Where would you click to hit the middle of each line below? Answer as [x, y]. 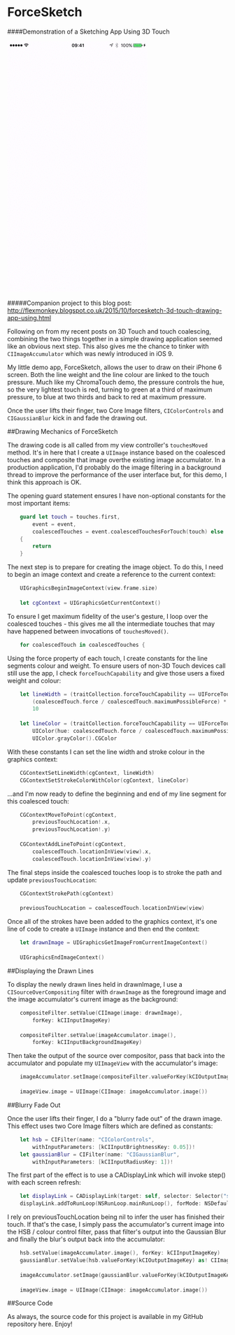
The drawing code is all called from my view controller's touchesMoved [108, 445]
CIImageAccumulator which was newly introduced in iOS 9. [90, 353]
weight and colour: [34, 680]
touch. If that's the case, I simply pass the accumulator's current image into [116, 1225]
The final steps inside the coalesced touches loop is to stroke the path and [115, 872]
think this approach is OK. [44, 482]
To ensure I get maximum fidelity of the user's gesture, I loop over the [108, 616]
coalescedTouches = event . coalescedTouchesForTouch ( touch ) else [128, 531]
